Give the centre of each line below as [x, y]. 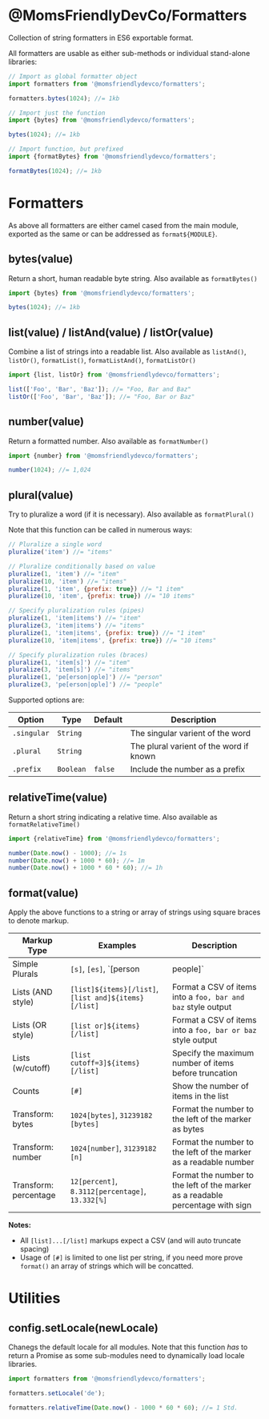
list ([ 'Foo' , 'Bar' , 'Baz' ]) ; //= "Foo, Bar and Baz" [100, 389]
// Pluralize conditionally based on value [82, 566]
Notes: [20, 1225]
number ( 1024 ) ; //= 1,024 [50, 470]
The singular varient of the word [190, 733]
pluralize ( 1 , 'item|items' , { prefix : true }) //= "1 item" [107, 633]
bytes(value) [41, 259]
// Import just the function [57, 113]
